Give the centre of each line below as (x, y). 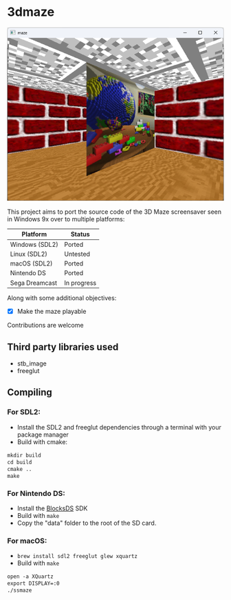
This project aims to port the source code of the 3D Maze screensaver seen (114, 212)
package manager (43, 434)
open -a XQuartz (30, 577)
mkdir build (24, 455)
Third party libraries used (63, 347)
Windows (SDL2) (34, 244)
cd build (20, 462)
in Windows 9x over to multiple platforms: (66, 219)
